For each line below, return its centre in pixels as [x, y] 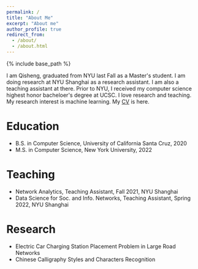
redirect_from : [26, 35]
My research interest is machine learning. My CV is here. [78, 101]
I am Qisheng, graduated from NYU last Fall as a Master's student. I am [96, 75]
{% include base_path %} [39, 63]
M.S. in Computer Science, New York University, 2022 [83, 150]
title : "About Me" [30, 18]
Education [33, 127]
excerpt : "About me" [33, 23]
